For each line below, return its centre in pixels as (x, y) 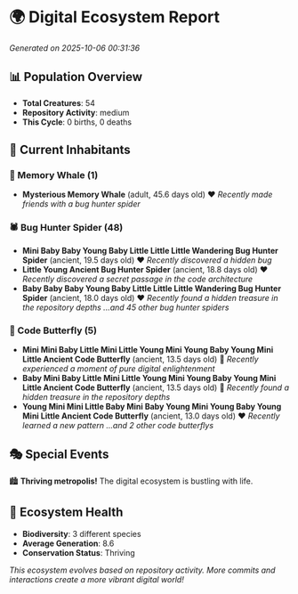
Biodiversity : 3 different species (81, 533)
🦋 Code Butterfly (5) (53, 330)
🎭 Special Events (59, 455)
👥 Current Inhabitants (70, 150)
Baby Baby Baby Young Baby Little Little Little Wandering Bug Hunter (152, 288)
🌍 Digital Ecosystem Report (115, 17)
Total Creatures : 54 (59, 102)
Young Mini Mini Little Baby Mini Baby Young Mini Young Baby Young (152, 407)
